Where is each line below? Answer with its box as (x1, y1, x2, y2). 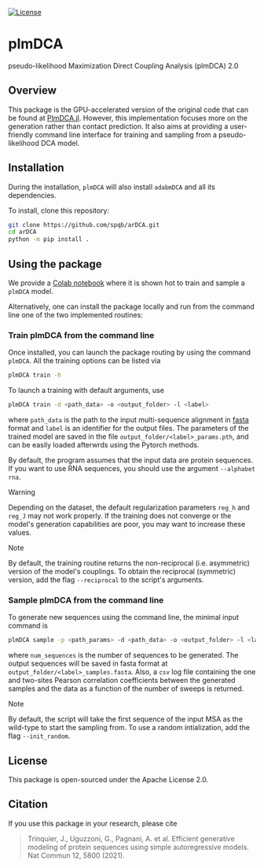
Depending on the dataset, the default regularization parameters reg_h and (8, 503, 250, 512)
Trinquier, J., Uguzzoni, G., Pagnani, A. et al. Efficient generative (27, 833, 236, 843)
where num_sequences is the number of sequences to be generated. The (8, 651, 239, 660)
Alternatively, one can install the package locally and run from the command (8, 302, 255, 311)
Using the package (8, 257, 102, 271)
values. (8, 528, 31, 537)
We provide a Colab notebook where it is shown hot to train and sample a (8, 278, 245, 287)
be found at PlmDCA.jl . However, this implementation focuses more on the (8, 113, 248, 122)
